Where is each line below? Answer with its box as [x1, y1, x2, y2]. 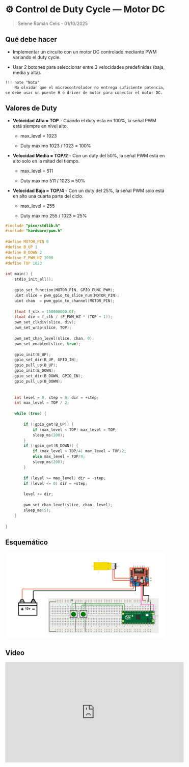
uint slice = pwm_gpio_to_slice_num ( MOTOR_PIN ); [14, 293, 120, 298]
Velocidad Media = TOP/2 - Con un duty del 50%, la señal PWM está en [12, 152, 165, 158]
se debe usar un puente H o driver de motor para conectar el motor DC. [5, 90, 163, 95]
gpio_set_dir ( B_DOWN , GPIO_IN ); [14, 373, 83, 379]
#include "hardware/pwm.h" [5, 228, 63, 234]
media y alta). [12, 69, 42, 75]
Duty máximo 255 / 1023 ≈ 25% [20, 212, 87, 218]
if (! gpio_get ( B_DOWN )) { [23, 443, 79, 449]
